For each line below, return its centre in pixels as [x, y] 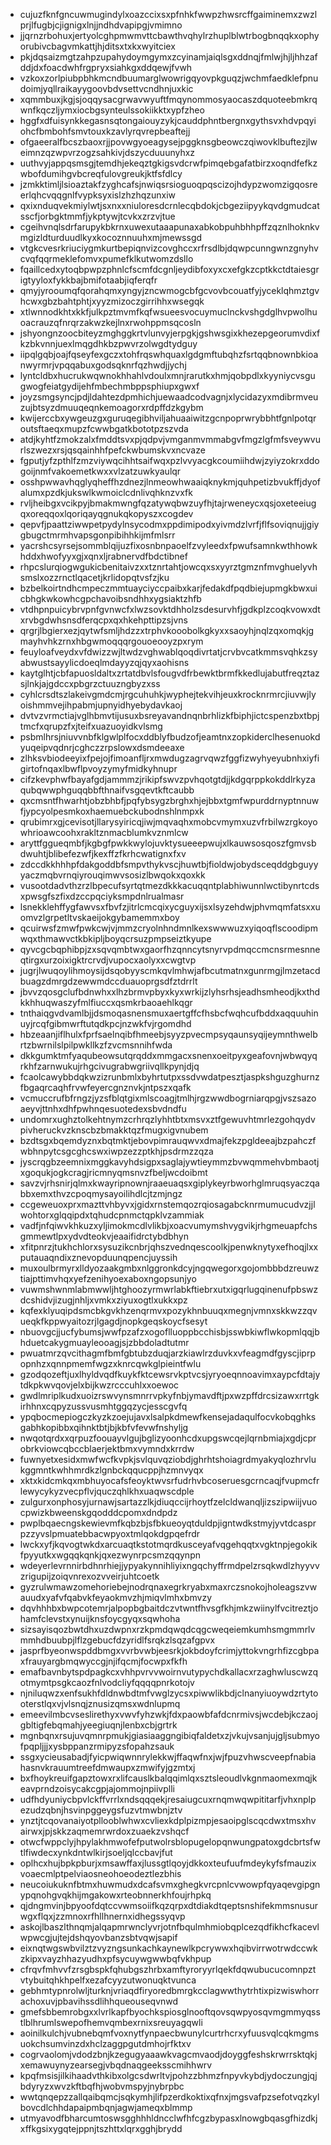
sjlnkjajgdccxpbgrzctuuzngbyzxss [90, 683]
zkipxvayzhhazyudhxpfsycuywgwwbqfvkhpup [115, 1958]
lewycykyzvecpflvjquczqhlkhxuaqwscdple [107, 1491]
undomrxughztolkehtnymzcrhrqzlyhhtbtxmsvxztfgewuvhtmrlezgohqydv [167, 1119]
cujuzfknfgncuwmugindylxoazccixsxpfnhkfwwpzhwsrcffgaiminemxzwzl [168, 14]
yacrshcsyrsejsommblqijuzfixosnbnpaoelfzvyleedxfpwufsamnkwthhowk [168, 545]
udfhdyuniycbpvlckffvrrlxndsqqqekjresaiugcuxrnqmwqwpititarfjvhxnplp [168, 1799]
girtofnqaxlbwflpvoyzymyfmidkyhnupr [98, 768]
